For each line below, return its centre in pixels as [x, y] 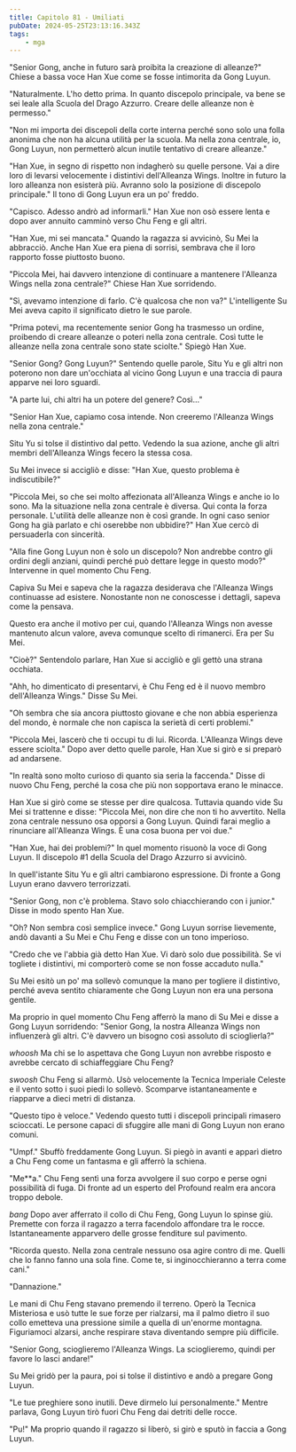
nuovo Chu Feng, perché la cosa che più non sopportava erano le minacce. [146, 785]
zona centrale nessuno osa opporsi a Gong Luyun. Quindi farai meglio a [140, 821]
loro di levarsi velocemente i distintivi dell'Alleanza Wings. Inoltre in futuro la [148, 176]
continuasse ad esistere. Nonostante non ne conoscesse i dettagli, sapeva [145, 597]
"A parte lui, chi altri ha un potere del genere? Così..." [106, 399]
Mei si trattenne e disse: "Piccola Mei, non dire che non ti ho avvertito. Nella [148, 812]
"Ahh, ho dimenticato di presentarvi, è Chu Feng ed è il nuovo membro [137, 687]
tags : [19, 34]
